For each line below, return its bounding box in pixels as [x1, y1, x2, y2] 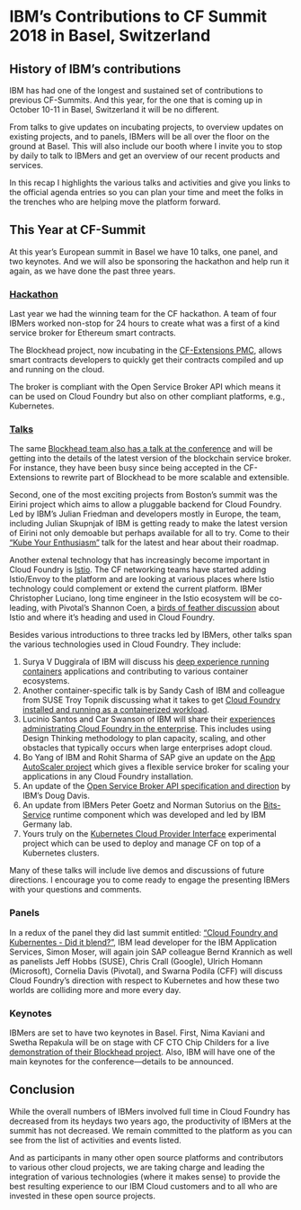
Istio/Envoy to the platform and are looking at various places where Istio [9, 574, 275, 585]
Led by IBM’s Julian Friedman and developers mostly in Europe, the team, [9, 508, 281, 519]
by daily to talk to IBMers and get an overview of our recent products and [9, 150, 280, 161]
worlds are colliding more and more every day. [9, 984, 181, 995]
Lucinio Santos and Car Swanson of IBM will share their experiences [22, 713, 276, 725]
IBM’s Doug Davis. [22, 790, 91, 802]
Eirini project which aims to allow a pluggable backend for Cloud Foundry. [9, 499, 282, 510]
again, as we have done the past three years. [9, 265, 176, 276]
